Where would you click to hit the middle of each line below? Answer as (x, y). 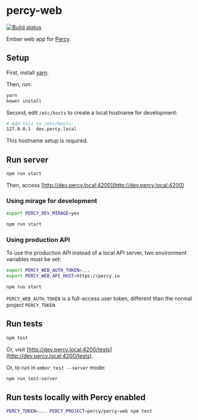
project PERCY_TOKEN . (31, 305)
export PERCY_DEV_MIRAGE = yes (43, 213)
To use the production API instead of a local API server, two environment (97, 253)
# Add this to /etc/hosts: (40, 124)
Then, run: (19, 84)
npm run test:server (32, 378)
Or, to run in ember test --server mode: (56, 367)
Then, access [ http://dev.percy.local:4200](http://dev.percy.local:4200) (95, 185)
